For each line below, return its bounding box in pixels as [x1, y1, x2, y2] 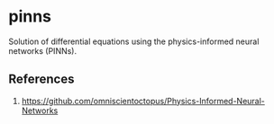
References [8, 72, 75, 87]
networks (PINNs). [8, 45, 78, 56]
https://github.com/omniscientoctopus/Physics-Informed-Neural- [21, 95, 265, 106]
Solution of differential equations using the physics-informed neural [8, 36, 260, 47]
